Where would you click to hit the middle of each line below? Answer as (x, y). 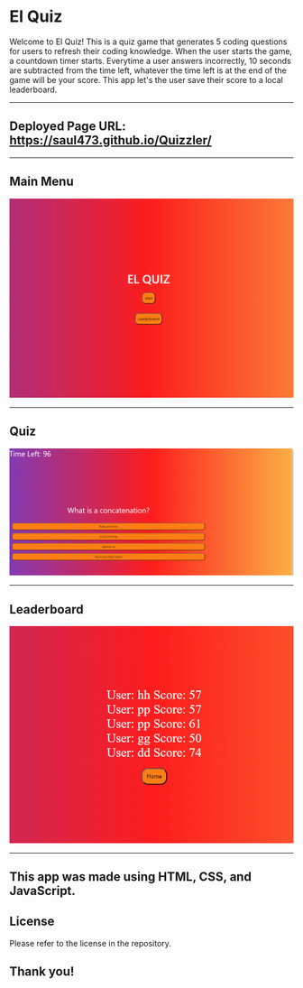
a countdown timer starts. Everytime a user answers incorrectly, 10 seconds (150, 60)
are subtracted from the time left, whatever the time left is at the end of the (148, 70)
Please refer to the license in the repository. (90, 943)
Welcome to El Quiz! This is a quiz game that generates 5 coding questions (148, 42)
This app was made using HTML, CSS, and (131, 877)
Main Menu (41, 182)
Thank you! (42, 972)
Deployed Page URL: (68, 127)
